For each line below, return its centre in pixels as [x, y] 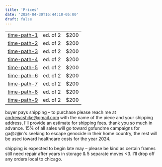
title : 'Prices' [22, 10]
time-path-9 [23, 100]
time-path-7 [23, 84]
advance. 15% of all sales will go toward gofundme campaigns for [73, 128]
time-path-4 [23, 59]
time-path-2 [23, 43]
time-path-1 [23, 35]
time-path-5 [23, 68]
